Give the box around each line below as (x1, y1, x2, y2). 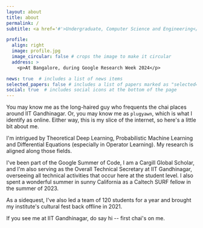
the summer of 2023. (6, 185, 59, 192)
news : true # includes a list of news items (6, 76, 123, 82)
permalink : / (6, 20, 39, 26)
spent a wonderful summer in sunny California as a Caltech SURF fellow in (6, 178, 192, 186)
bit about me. (6, 123, 39, 130)
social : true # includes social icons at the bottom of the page (6, 87, 177, 93)
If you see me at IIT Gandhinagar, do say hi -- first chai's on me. (6, 215, 165, 222)
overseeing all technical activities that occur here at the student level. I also (6, 172, 193, 179)
